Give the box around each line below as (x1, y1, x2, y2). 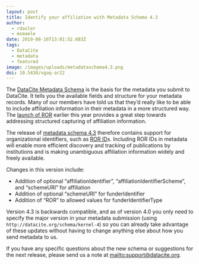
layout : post (6, 8, 39, 15)
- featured (11, 58, 39, 64)
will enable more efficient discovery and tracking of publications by (6, 142, 171, 149)
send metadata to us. (6, 234, 58, 241)
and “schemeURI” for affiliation (14, 184, 91, 191)
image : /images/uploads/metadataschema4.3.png (6, 64, 124, 70)
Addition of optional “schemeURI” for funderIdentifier (14, 190, 146, 197)
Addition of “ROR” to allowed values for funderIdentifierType (14, 197, 163, 204)
